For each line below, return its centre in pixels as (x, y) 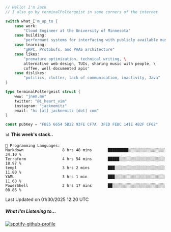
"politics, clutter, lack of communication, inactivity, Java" (92, 78)
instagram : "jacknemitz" (41, 106)
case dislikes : (31, 73)
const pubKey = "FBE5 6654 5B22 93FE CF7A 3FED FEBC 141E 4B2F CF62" (82, 124)
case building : (31, 36)
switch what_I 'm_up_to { (32, 21)
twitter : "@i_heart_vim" (41, 101)
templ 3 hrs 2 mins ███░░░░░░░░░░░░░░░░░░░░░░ (85, 168)
